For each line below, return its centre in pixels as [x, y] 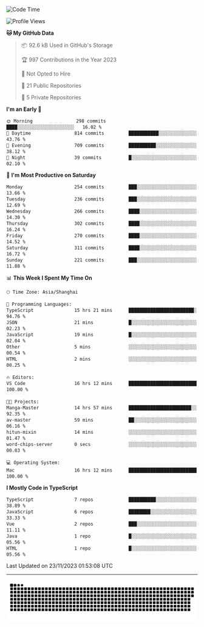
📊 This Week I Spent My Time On [49, 278]
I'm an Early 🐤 [24, 109]
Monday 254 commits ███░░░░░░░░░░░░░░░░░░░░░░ [102, 187]
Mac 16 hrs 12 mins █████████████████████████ [102, 470]
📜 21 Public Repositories [51, 86]
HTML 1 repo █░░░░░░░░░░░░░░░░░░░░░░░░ [102, 548]
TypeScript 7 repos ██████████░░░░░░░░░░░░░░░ [102, 500]
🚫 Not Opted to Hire [46, 74]
